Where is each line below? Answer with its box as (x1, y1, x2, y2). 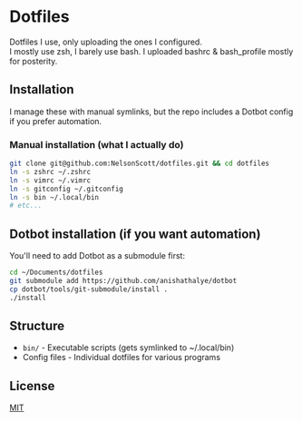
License (9, 378, 55, 394)
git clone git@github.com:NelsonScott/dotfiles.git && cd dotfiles (9, 159, 270, 169)
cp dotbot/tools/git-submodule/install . (9, 284, 169, 294)
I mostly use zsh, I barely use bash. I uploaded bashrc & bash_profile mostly (9, 45, 294, 56)
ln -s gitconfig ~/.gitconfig (9, 184, 124, 193)
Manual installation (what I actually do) (9, 138, 184, 151)
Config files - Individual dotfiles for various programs (22, 352, 220, 363)
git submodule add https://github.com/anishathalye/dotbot (9, 276, 238, 285)
